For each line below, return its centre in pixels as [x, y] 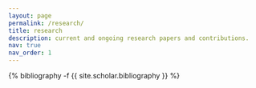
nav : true [25, 46]
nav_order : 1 [30, 53]
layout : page [30, 16]
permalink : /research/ [46, 23]
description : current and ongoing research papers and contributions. [129, 38]
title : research [35, 30]
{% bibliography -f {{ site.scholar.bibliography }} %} [94, 76]
